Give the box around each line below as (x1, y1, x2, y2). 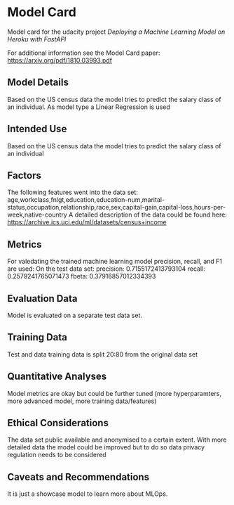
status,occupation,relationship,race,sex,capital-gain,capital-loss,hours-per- (7, 203, 226, 212)
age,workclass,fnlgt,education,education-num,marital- (7, 196, 165, 204)
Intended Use (7, 123, 67, 135)
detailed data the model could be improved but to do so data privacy (7, 443, 205, 452)
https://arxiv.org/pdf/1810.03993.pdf (7, 56, 112, 64)
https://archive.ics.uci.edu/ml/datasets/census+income (7, 218, 167, 226)
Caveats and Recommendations (7, 471, 149, 482)
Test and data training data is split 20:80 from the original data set (7, 350, 198, 359)
